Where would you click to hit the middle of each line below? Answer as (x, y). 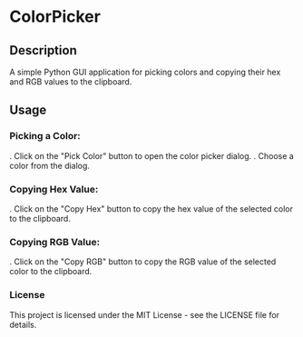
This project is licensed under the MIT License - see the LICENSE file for (144, 314)
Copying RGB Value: (55, 242)
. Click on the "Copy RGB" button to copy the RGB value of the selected (143, 262)
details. (23, 324)
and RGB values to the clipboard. (71, 82)
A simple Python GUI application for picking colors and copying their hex (145, 72)
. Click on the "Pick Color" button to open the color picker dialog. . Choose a (152, 155)
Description (43, 50)
